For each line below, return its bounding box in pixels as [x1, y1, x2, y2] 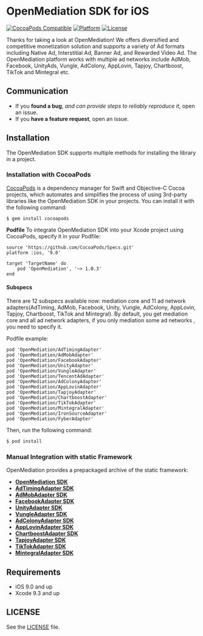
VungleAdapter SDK [15, 511, 67, 518]
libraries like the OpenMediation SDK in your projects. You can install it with [6, 197, 194, 204]
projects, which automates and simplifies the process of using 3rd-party [6, 190, 187, 198]
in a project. [6, 155, 36, 162]
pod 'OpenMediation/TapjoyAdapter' [6, 389, 97, 396]
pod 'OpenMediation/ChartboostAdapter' [6, 395, 108, 401]
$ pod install [6, 438, 43, 444]
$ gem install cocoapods [6, 215, 69, 221]
